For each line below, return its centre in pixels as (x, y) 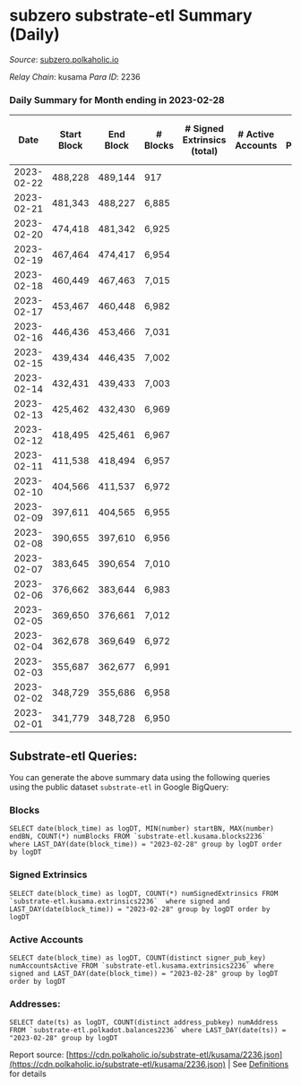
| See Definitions (258, 1064)
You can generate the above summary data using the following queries (140, 778)
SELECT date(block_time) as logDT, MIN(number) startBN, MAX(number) (142, 829)
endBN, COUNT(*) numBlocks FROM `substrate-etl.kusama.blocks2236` (138, 837)
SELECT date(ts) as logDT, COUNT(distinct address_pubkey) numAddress (144, 1022)
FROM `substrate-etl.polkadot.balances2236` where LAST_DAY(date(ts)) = (148, 1030)
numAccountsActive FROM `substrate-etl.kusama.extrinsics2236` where (142, 965)
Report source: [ (39, 1055)
